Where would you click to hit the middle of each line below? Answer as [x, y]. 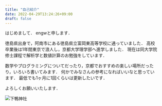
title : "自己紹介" [22, 9]
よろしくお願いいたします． [33, 88]
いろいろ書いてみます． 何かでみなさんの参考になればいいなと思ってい [84, 72]
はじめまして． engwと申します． [39, 33]
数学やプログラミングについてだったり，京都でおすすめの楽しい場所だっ [77, 66]
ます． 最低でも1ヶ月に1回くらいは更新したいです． [56, 78]
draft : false [18, 18]
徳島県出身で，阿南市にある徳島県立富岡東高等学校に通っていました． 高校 [80, 43]
